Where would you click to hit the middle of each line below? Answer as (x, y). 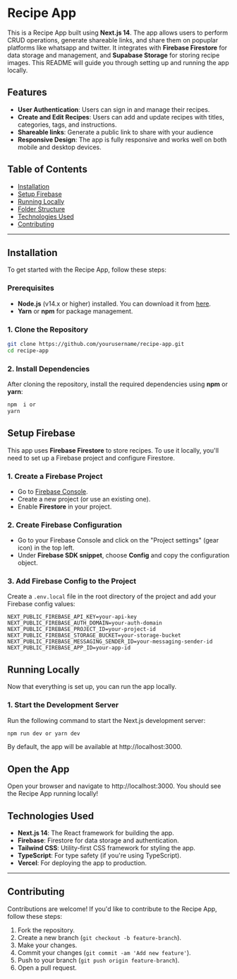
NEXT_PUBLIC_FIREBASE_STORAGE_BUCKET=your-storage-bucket (94, 636)
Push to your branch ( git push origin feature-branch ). (98, 960)
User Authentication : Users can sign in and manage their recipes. (114, 109)
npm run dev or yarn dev (44, 734)
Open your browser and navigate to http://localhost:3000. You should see (114, 786)
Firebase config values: (41, 604)
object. (28, 563)
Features (27, 92)
